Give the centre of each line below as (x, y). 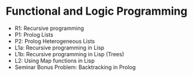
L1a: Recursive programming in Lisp (59, 48)
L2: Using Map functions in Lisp (55, 61)
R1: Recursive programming (49, 28)
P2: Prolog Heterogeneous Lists (55, 41)
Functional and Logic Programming (96, 11)
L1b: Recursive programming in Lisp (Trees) (69, 54)
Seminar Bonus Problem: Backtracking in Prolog (75, 67)
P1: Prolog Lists (34, 34)
